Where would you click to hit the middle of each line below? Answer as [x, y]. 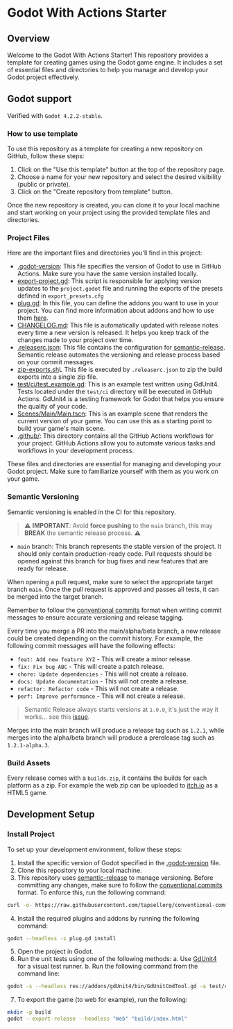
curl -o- [20, 905]
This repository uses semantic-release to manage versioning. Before [115, 877]
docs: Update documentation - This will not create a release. [103, 681]
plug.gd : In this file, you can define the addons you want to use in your [118, 303]
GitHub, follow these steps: [46, 156]
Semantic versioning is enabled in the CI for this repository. [92, 512]
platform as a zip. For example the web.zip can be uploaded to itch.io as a [113, 785]
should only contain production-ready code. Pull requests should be [114, 554]
